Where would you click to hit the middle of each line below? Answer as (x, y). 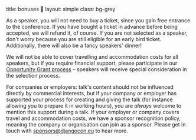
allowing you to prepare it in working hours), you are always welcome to (94, 106)
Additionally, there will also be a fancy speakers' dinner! (74, 45)
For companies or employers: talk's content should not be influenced (90, 87)
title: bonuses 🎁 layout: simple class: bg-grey (61, 9)
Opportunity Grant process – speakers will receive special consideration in (97, 69)
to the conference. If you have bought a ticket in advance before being (92, 27)
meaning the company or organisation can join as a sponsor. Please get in (96, 124)
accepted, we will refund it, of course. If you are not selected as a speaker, (97, 33)
